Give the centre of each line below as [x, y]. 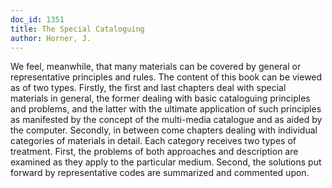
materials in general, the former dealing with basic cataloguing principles [160, 98]
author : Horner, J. [51, 38]
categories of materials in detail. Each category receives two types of [153, 141]
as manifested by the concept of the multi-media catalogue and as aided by [166, 120]
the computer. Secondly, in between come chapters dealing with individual [164, 130]
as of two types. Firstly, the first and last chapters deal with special [148, 88]
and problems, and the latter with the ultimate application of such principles [166, 109]
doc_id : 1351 [37, 19]
